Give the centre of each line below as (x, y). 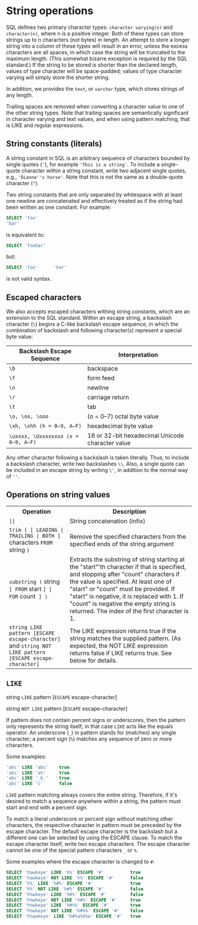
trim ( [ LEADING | (36, 530)
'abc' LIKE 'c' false (39, 784)
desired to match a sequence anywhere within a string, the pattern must (93, 801)
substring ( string (34, 581)
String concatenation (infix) (108, 521)
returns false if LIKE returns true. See (121, 653)
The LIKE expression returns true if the (123, 631)
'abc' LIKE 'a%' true (38, 773)
